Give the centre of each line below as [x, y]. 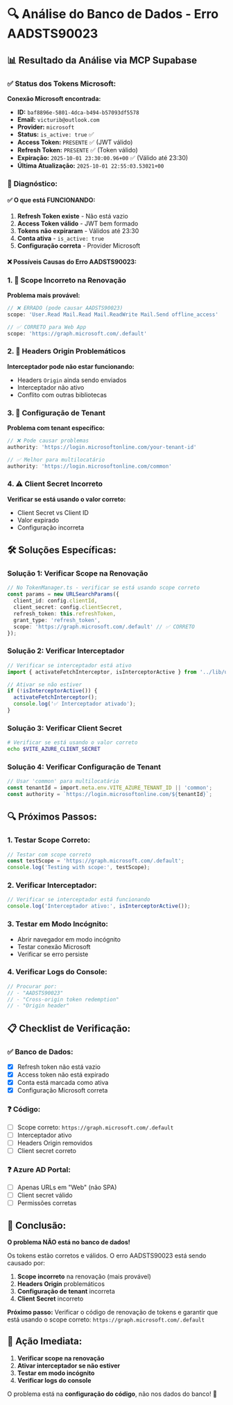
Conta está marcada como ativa [63, 1083]
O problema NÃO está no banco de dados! [69, 1242]
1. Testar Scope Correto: [49, 840]
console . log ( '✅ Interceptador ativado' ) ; [75, 704]
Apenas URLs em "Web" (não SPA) [67, 1187]
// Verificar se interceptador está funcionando [79, 900]
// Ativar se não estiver [44, 684]
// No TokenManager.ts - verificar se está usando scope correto [103, 588]
